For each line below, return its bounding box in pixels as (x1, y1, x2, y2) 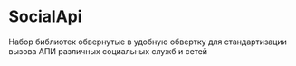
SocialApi (8, 6, 82, 27)
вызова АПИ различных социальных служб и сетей (8, 45, 208, 56)
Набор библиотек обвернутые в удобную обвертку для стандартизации (8, 36, 287, 47)
